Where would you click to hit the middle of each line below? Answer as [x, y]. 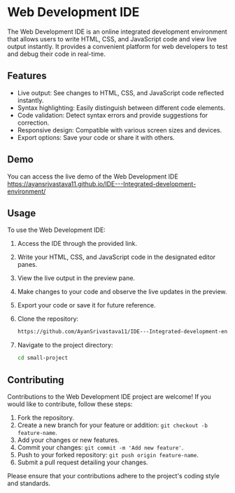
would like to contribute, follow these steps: [70, 404]
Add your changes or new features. [69, 440]
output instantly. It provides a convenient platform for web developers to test [117, 46]
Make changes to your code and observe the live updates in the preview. [122, 292]
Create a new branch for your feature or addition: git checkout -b [113, 425]
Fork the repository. [46, 417]
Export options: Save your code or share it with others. [96, 137]
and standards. [29, 483]
